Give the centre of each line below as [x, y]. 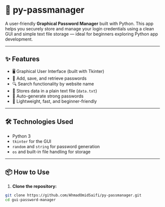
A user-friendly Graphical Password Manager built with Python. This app [79, 23]
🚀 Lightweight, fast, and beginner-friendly [55, 101]
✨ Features [22, 59]
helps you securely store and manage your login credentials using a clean [80, 28]
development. [19, 39]
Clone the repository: [34, 186]
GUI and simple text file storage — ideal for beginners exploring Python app [82, 34]
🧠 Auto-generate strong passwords [48, 96]
